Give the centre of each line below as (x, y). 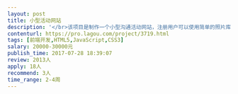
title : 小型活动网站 (34, 20)
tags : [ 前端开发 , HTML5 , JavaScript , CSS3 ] (66, 40)
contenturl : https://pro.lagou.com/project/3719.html (89, 34)
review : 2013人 (29, 60)
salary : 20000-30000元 (40, 47)
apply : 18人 (24, 66)
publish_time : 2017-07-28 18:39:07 (60, 54)
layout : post (27, 14)
